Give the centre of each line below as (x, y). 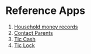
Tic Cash (24, 39)
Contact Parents (33, 33)
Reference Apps (45, 11)
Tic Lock (24, 45)
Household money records (46, 27)
